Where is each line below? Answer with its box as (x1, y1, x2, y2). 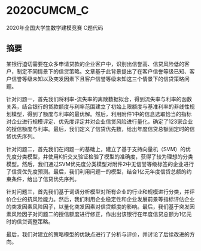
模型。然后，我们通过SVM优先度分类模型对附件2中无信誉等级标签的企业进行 (6, 160, 194, 167)
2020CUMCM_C (6, 4, 89, 17)
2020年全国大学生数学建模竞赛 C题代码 (6, 24, 103, 31)
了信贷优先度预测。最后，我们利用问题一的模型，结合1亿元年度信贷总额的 (6, 168, 187, 175)
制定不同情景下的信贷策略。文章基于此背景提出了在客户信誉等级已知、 (16, 68, 190, 75)
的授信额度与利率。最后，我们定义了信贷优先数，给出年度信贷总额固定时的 (6, 125, 190, 132)
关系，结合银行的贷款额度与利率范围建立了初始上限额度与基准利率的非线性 (6, 103, 190, 110)
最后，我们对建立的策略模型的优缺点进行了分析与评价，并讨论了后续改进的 (6, 231, 190, 238)
